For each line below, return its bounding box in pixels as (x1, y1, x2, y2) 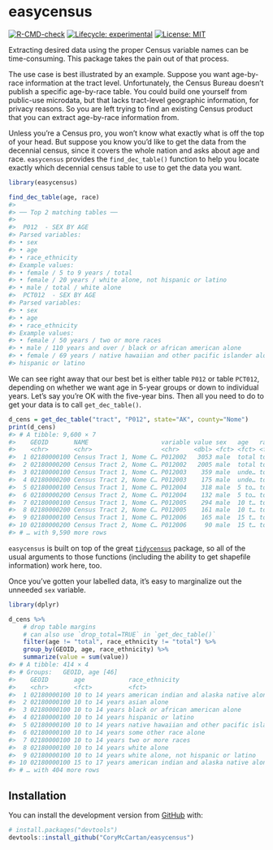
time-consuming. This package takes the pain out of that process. (8, 54, 229, 63)
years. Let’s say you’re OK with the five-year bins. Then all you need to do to (8, 390, 264, 400)
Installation (8, 788, 67, 802)
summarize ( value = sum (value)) (23, 653, 129, 662)
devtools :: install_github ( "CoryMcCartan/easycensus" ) (8, 833, 195, 842)
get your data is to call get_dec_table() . (8, 399, 142, 409)
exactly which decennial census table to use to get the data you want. (8, 162, 242, 172)
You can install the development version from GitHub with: (8, 810, 203, 820)
